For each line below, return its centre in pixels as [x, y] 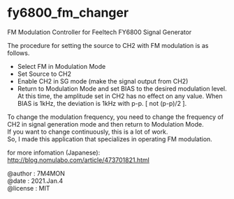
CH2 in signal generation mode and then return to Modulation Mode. [105, 124]
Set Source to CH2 [44, 74]
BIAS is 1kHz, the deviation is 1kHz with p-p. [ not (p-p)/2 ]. [102, 103]
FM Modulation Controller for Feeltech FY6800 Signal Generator [100, 32]
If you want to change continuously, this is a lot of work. [88, 132]
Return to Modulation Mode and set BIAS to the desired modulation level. [122, 88]
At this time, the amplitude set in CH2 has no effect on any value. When [120, 96]
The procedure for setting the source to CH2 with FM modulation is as [108, 45]
